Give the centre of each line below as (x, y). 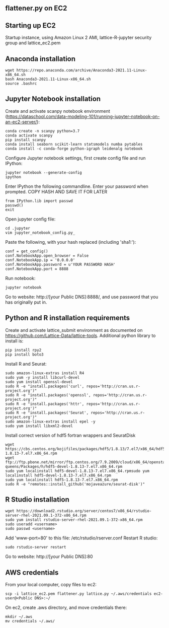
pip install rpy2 (23, 350)
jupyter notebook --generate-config (44, 172)
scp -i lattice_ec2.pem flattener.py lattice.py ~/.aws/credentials (78, 594)
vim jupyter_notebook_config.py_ (40, 233)
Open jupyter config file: (30, 219)
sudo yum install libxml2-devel (39, 426)
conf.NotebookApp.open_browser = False (47, 256)
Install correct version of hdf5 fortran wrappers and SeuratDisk (70, 435)
